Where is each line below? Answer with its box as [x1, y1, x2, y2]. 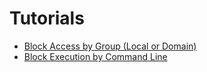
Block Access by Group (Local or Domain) [23, 40, 197, 52]
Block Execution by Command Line [23, 50, 168, 62]
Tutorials [9, 7, 85, 30]
